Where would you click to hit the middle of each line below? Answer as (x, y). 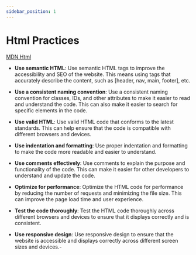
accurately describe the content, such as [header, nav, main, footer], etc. (102, 80)
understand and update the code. (55, 175)
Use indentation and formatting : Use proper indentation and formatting (101, 145)
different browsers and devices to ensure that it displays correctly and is (102, 216)
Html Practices (43, 40)
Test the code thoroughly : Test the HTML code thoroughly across (94, 211)
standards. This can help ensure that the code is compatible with (93, 128)
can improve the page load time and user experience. (79, 199)
